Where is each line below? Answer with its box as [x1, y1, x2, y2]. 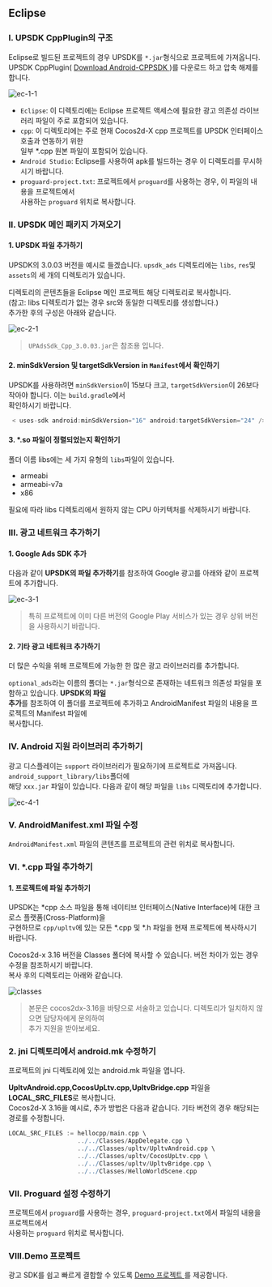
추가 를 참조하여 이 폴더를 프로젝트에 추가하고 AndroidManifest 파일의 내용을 [8, 699, 249, 708]
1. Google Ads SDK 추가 [8, 549, 87, 558]
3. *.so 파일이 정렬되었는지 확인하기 [8, 435, 121, 445]
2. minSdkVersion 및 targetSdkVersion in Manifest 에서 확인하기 [8, 361, 220, 370]
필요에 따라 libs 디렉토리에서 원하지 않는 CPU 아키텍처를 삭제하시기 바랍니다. [8, 505, 251, 515]
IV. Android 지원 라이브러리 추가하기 [8, 741, 143, 752]
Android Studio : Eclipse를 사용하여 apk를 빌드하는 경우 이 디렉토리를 [19, 156, 241, 165]
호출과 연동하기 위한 [19, 135, 83, 145]
